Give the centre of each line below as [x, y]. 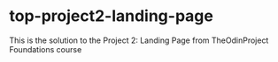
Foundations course [46, 49]
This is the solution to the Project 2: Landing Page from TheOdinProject [139, 40]
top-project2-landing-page [112, 16]
